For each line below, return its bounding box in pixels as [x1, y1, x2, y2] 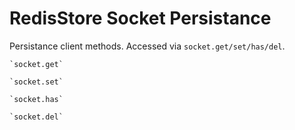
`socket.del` [9, 112, 64, 122]
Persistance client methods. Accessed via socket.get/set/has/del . [9, 40, 286, 52]
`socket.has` [9, 94, 64, 104]
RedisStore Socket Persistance [9, 7, 272, 30]
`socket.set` [9, 77, 64, 87]
